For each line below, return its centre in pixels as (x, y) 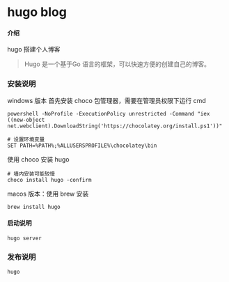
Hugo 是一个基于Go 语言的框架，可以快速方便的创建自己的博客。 (117, 64)
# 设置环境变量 (26, 139)
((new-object (26, 120)
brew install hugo (34, 207)
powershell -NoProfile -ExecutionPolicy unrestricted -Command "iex (109, 113)
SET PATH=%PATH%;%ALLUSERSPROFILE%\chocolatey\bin (82, 146)
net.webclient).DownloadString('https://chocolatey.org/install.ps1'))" (115, 126)
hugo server (24, 238)
